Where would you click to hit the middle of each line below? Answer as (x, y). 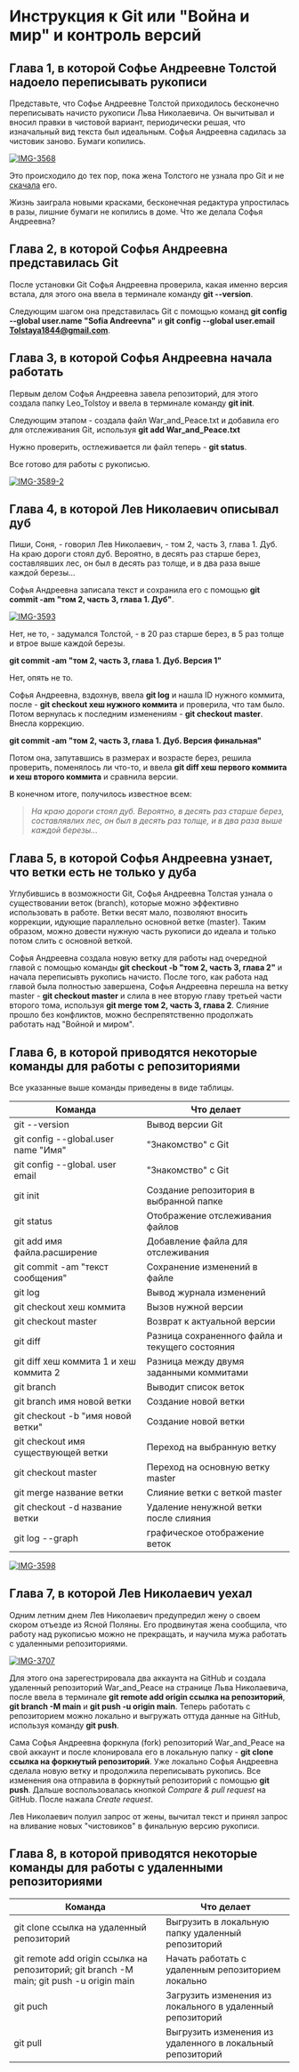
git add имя (38, 1241)
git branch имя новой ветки (73, 1401)
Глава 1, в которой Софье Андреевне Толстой (143, 68)
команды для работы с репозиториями (125, 1066)
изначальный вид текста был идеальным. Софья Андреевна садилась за (148, 132)
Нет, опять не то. (41, 678)
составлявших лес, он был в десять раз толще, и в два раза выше (135, 563)
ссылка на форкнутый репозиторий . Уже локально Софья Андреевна (144, 1761)
